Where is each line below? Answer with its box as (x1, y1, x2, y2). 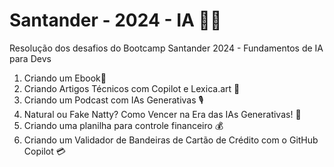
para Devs (9, 52, 52, 64)
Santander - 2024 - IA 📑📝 (9, 9, 222, 32)
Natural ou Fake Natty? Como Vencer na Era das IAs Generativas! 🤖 (23, 108, 302, 120)
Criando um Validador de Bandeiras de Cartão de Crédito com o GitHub (23, 134, 319, 146)
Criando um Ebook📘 (23, 72, 107, 84)
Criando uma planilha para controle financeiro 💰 (23, 119, 224, 131)
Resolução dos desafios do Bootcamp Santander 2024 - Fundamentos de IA (9, 42, 324, 54)
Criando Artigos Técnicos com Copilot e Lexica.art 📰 (23, 82, 241, 94)
